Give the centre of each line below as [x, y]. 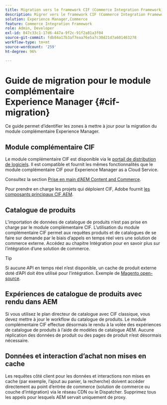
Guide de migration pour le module [78, 81]
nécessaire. [17, 340]
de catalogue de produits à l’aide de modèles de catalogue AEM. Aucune [80, 330]
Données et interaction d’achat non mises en [76, 356]
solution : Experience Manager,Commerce [46, 19]
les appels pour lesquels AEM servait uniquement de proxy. [66, 397]
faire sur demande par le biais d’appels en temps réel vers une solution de [81, 238]
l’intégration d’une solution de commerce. [48, 249]
